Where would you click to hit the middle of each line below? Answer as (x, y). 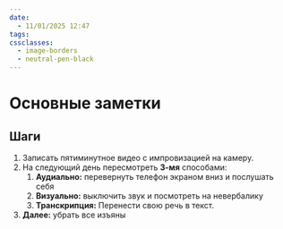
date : (19, 17)
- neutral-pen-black (56, 59)
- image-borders (47, 51)
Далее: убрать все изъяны (74, 215)
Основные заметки (85, 103)
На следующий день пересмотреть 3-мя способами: (124, 167)
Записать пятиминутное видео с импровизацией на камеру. (138, 158)
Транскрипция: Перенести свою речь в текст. (125, 205)
